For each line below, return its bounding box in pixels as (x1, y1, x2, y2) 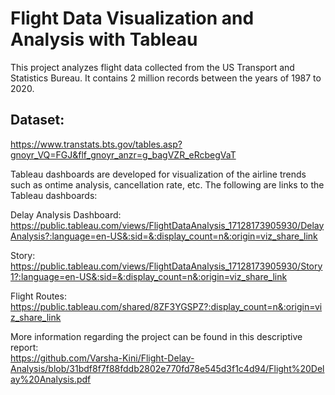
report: (10, 341, 39, 353)
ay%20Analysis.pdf (10, 373, 92, 385)
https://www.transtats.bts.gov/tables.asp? (10, 138, 183, 150)
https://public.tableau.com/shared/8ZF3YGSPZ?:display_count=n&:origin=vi (10, 300, 323, 312)
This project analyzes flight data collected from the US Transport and (10, 61, 295, 73)
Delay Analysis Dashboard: (10, 208, 122, 221)
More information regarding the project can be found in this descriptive (10, 330, 303, 342)
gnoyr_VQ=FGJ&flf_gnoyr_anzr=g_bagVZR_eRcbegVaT (10, 148, 237, 161)
